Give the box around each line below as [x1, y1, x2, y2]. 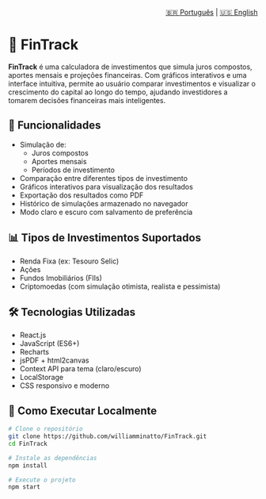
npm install [8, 461, 47, 470]
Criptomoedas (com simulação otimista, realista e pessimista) [19, 282, 221, 291]
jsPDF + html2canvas [19, 355, 89, 365]
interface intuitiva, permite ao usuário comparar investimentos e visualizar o [8, 79, 256, 88]
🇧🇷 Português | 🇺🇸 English [165, 8, 258, 17]
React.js [19, 330, 47, 340]
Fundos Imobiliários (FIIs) [19, 273, 103, 282]
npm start [8, 483, 41, 491]
